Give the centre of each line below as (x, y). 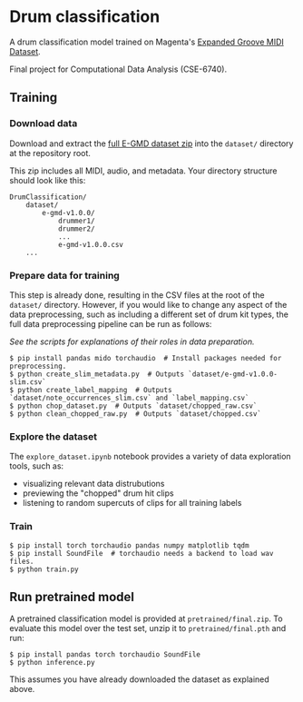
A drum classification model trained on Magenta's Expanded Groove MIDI (147, 42)
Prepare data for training (64, 275)
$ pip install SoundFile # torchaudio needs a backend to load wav (142, 553)
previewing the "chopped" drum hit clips (98, 493)
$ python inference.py (52, 663)
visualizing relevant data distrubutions (93, 484)
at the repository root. (50, 153)
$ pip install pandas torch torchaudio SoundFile (105, 655)
